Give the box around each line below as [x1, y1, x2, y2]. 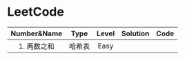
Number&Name [10, 29, 63, 38]
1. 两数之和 [18, 42, 55, 51]
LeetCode [7, 4, 64, 20]
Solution [121, 29, 150, 38]
